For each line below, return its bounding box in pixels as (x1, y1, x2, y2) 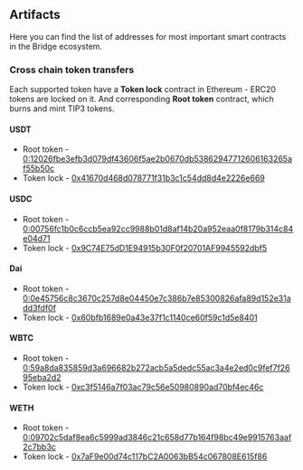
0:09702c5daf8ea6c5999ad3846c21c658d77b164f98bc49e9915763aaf (22, 432, 292, 443)
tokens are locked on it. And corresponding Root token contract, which (9, 94, 274, 105)
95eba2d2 (22, 371, 62, 382)
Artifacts (9, 7, 61, 23)
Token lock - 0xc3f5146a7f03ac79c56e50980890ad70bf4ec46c (22, 381, 264, 392)
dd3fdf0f (22, 302, 57, 313)
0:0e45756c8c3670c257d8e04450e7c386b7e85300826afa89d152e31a (22, 293, 291, 304)
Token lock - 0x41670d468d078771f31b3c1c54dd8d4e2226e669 (22, 173, 265, 183)
